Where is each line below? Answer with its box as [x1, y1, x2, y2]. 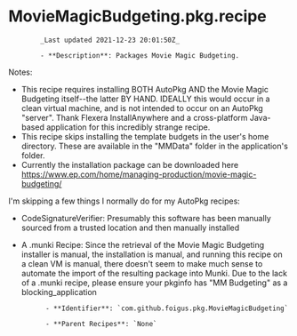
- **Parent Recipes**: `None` [44, 319, 157, 328]
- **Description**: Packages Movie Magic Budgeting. [40, 51, 240, 60]
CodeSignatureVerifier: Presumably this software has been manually [20, 212, 272, 223]
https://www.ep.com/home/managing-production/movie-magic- [20, 169, 257, 180]
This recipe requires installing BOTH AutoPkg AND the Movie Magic [20, 84, 269, 94]
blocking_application [20, 286, 97, 297]
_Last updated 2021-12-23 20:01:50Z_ [40, 36, 180, 44]
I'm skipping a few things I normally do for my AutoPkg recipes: [8, 196, 241, 206]
